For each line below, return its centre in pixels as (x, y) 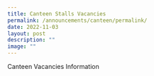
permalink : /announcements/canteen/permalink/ (77, 20)
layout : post (27, 33)
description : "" (31, 40)
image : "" (22, 46)
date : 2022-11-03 (33, 27)
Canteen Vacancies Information (53, 66)
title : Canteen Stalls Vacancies (57, 14)
